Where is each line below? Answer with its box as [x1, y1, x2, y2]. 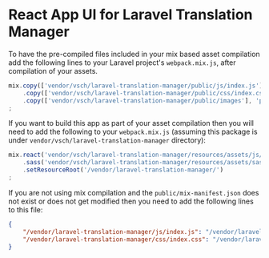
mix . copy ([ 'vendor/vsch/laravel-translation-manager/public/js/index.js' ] [8, 82, 263, 90]
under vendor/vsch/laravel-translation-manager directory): [8, 135, 207, 145]
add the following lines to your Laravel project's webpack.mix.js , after [8, 58, 236, 67]
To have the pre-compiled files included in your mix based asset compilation [8, 49, 260, 58]
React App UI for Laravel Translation [8, 6, 254, 24]
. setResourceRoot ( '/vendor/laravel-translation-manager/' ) [22, 166, 224, 174]
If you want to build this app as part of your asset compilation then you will [8, 119, 255, 128]
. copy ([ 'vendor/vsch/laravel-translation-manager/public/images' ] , [22, 96, 252, 105]
